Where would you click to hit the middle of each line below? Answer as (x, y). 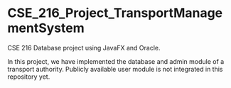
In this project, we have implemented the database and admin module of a (116, 61)
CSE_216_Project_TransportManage (115, 13)
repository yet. (29, 77)
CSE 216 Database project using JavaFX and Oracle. (84, 48)
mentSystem (46, 28)
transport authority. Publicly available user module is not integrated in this (115, 69)
